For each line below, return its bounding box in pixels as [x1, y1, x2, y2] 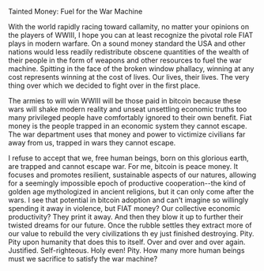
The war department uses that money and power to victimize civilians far [8, 130, 246, 139]
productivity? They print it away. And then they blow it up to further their [8, 213, 243, 221]
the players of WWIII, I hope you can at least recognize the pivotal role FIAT [8, 31, 254, 40]
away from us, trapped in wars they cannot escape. [8, 138, 176, 147]
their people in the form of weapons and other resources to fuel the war [8, 55, 242, 65]
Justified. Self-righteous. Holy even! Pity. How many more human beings [8, 246, 245, 255]
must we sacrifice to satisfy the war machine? [8, 254, 158, 263]
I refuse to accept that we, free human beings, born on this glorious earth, [8, 153, 249, 163]
